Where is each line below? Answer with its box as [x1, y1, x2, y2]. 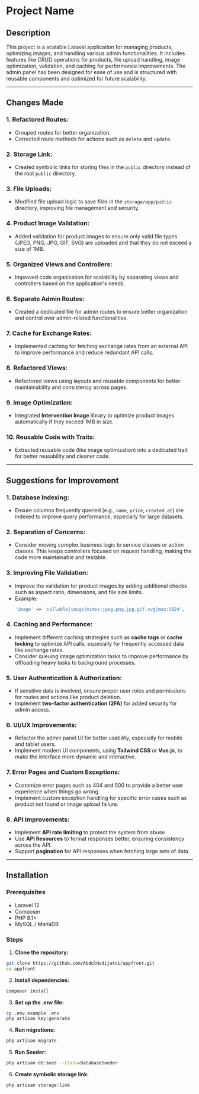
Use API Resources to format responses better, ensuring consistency [14, 835, 185, 842]
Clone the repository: [14, 949, 69, 956]
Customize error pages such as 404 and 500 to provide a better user [14, 782, 184, 789]
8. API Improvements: [6, 815, 70, 824]
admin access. [14, 706, 50, 713]
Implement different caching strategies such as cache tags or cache [14, 633, 182, 641]
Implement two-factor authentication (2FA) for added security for [14, 700, 177, 707]
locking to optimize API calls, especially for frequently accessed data [14, 640, 184, 647]
